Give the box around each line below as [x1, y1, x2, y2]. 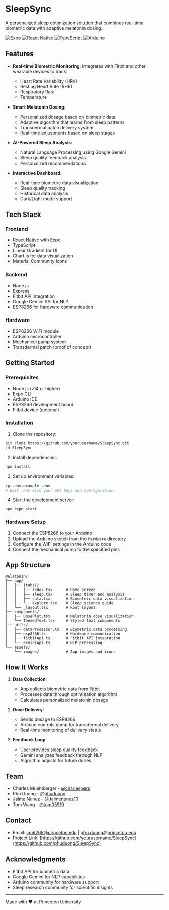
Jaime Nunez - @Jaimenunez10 [12, 796, 79, 802]
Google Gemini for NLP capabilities [12, 874, 86, 880]
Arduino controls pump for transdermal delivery [20, 722, 119, 728]
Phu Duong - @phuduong [12, 791, 66, 796]
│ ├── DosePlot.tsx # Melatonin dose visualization [5, 614, 134, 619]
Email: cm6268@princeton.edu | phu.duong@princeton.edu [12, 829, 137, 835]
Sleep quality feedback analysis [20, 154, 87, 160]
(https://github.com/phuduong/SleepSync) [12, 840, 101, 846]
